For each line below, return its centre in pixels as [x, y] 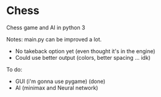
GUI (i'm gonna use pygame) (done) [60, 81]
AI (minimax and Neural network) [57, 88]
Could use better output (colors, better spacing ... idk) [83, 57]
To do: [14, 69]
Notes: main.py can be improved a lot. [54, 39]
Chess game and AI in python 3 [46, 27]
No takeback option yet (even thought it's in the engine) [85, 51]
